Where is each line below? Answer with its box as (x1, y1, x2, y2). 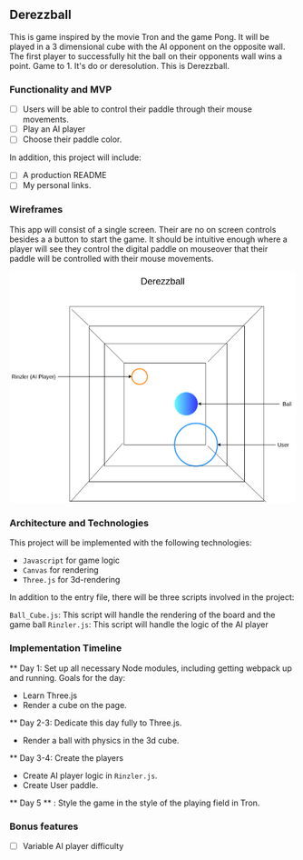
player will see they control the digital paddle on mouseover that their (9, 243, 269, 254)
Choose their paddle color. (22, 134, 122, 145)
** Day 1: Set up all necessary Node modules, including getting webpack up (9, 663, 292, 674)
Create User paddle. (22, 779, 99, 790)
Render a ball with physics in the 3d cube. (22, 735, 180, 745)
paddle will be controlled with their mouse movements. (9, 253, 214, 264)
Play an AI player (22, 124, 86, 135)
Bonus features (9, 820, 79, 833)
